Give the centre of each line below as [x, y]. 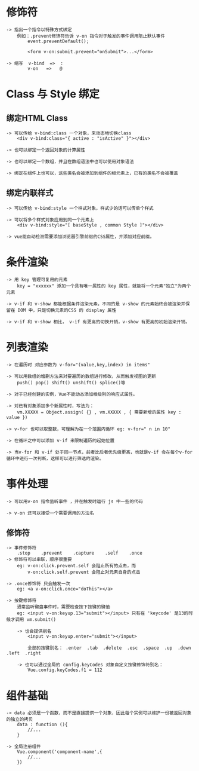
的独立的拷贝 [20, 720]
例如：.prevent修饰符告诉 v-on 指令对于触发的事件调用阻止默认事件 [91, 36]
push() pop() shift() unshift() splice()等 [71, 383]
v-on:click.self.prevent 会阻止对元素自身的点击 [84, 572]
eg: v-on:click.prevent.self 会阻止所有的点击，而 [76, 566]
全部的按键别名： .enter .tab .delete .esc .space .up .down [110, 648]
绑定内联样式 [30, 193]
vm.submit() [41, 620]
